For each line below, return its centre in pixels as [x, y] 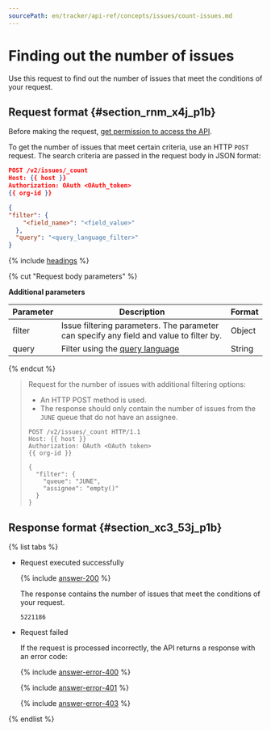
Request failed [44, 632]
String [242, 349]
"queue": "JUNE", [72, 481]
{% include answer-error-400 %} [75, 672]
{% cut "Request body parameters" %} [73, 276]
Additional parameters [47, 292]
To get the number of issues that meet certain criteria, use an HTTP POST [129, 147]
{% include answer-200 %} [65, 578]
